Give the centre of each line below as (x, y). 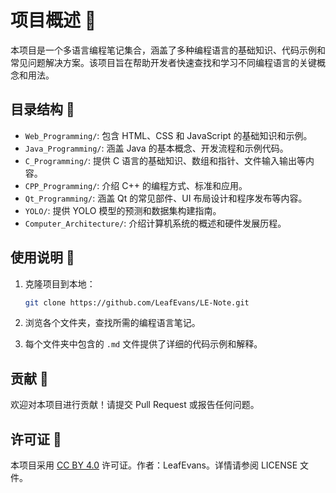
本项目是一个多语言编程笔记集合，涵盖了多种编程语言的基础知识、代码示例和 (168, 50)
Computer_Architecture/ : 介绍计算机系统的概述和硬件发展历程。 (155, 223)
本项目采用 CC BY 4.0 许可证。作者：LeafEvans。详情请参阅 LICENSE (154, 465)
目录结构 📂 (42, 109)
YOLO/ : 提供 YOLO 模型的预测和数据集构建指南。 (123, 210)
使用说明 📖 (42, 257)
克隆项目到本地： (60, 283)
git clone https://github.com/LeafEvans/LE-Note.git (137, 302)
